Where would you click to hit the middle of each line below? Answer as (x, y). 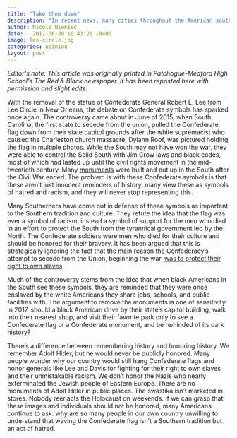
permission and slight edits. (48, 88)
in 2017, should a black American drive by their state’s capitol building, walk (117, 309)
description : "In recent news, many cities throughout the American (110, 20)
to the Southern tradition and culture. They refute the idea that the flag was (116, 213)
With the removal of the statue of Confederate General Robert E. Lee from (115, 102)
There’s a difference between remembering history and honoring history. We (119, 345)
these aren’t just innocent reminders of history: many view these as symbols (118, 184)
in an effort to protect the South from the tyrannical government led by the (115, 228)
